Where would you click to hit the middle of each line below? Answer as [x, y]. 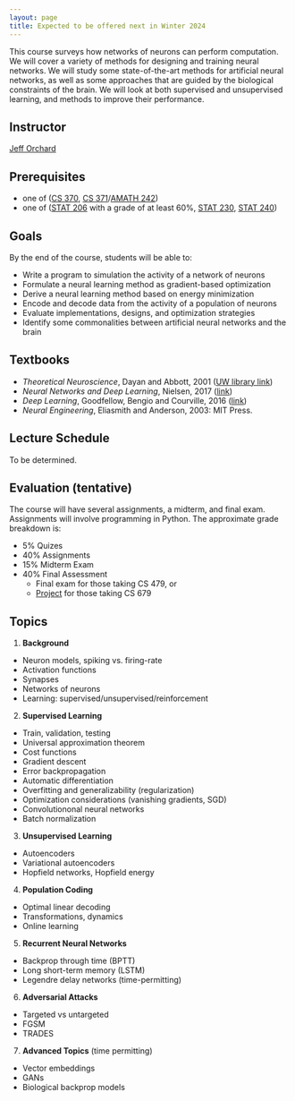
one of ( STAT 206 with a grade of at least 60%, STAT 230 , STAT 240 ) [150, 208]
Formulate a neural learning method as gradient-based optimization [146, 284]
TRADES [38, 1034]
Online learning [50, 926]
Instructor [38, 127]
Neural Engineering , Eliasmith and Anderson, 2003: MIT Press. [137, 410]
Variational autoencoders [68, 863]
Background [46, 643]
